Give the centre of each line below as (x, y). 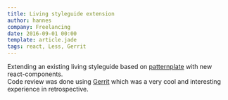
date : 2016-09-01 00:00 (42, 33)
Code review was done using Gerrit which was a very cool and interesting (114, 81)
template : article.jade (42, 40)
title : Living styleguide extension (61, 14)
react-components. (35, 74)
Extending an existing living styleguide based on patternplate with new (110, 67)
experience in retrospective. (48, 89)
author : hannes (30, 20)
